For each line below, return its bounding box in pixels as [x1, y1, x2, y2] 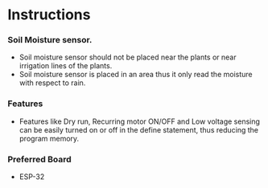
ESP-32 [19, 172, 45, 182]
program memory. [19, 133, 80, 143]
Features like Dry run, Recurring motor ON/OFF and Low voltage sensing [19, 116, 261, 126]
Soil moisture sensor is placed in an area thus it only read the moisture [19, 70, 253, 80]
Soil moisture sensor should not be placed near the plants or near [19, 52, 237, 62]
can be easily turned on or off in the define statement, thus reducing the [19, 125, 259, 134]
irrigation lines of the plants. [19, 61, 113, 71]
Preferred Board [7, 153, 72, 165]
